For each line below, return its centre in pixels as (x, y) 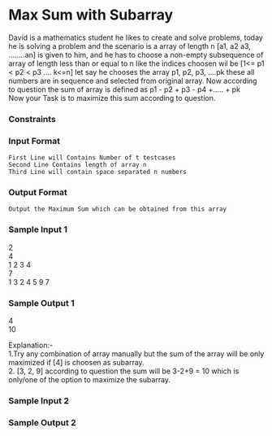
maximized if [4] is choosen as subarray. (76, 363)
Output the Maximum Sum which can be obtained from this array (118, 209)
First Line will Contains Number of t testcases (92, 158)
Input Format (35, 141)
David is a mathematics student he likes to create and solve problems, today (136, 37)
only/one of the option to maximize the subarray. (90, 380)
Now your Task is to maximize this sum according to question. (112, 98)
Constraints (32, 119)
